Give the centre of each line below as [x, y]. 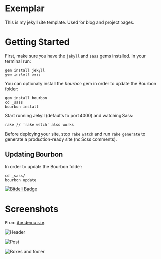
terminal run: [18, 61]
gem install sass [23, 74]
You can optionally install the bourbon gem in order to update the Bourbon [81, 83]
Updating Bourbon [34, 155]
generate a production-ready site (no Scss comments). [61, 139]
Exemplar [25, 9]
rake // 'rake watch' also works [40, 125]
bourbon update [21, 180]
